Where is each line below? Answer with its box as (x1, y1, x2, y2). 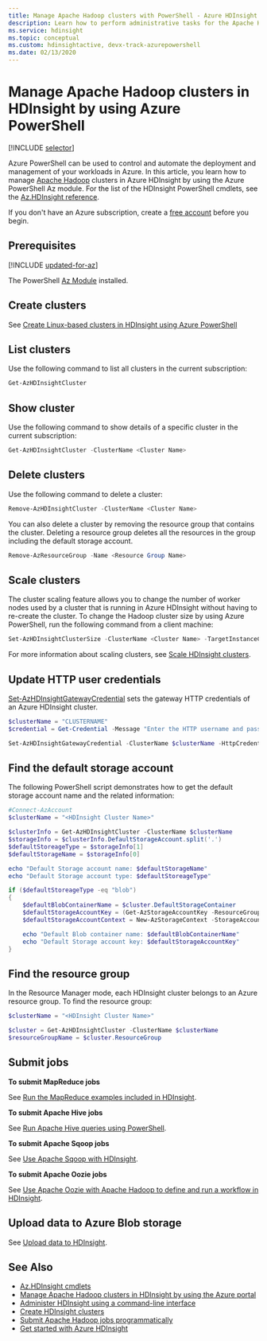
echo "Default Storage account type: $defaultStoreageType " (8, 872, 212, 880)
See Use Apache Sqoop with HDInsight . (8, 1154, 139, 1164)
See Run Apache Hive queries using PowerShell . (8, 1123, 167, 1133)
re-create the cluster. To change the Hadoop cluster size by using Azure (8, 612, 245, 621)
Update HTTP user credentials (8, 673, 161, 686)
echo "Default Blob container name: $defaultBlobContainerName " (22, 930, 240, 939)
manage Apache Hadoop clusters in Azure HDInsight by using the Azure (8, 175, 245, 185)
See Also (8, 1260, 53, 1273)
